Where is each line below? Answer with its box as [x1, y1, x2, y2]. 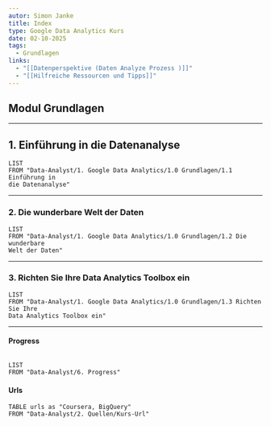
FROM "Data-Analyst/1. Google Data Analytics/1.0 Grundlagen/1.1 [8, 167, 232, 175]
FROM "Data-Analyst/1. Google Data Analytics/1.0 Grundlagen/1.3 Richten [8, 297, 262, 306]
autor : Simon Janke [8, 11, 74, 20]
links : [8, 57, 31, 65]
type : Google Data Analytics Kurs [8, 27, 125, 35]
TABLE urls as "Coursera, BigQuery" [8, 403, 131, 412]
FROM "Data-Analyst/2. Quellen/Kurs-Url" [8, 410, 150, 419]
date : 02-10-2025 [8, 34, 67, 43]
